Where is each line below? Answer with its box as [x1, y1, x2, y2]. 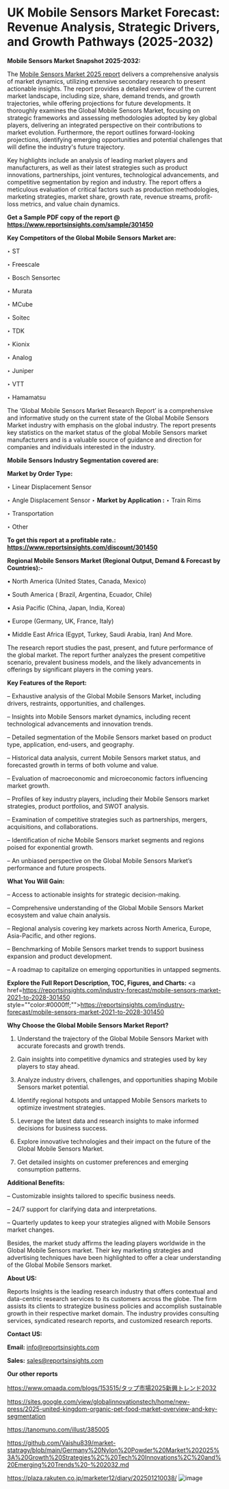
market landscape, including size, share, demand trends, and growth [7, 91, 200, 100]
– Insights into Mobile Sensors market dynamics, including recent [7, 712, 191, 721]
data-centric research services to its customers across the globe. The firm [7, 1294, 217, 1302]
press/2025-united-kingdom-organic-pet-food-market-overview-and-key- [7, 1405, 217, 1413]
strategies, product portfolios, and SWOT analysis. [7, 802, 149, 810]
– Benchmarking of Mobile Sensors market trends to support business [7, 944, 204, 953]
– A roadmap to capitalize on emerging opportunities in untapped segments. [7, 965, 221, 973]
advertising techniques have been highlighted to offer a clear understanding [7, 1253, 221, 1261]
